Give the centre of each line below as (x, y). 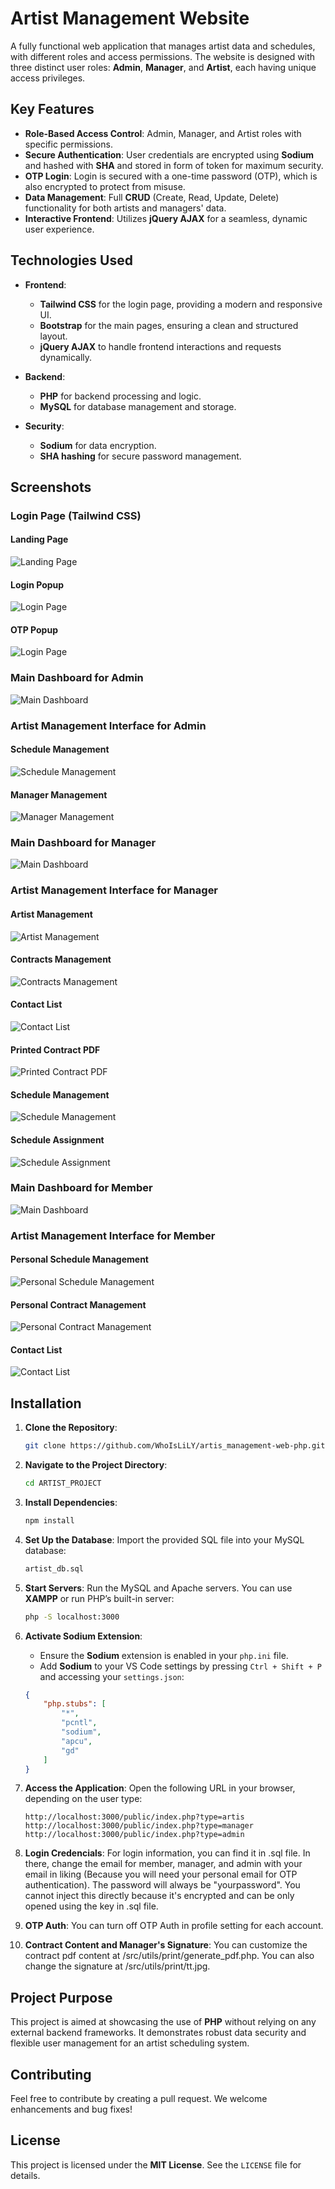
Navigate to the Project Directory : (96, 1465)
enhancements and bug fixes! (71, 2109)
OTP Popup (34, 629)
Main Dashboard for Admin (77, 678)
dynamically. (66, 357)
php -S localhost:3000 (72, 1617)
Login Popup (37, 584)
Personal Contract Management (78, 1304)
